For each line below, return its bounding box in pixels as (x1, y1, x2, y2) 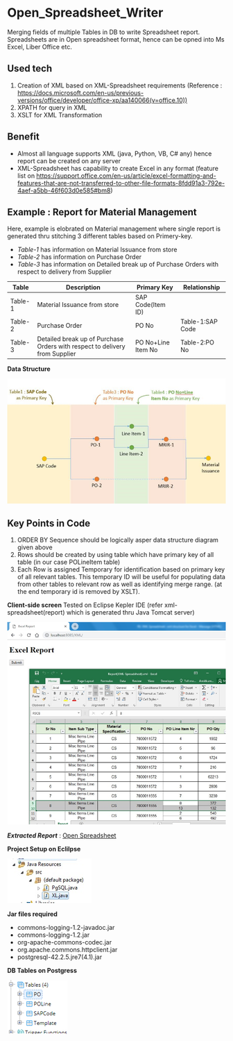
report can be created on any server (17, 156, 121, 165)
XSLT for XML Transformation (17, 110, 103, 119)
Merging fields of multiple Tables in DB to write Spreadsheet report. (7, 28, 200, 36)
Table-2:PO (180, 338, 215, 347)
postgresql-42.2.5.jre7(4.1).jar (17, 953, 103, 961)
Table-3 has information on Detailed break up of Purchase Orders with (17, 260, 218, 269)
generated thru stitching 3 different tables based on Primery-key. (7, 232, 193, 240)
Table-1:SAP (180, 317, 218, 326)
